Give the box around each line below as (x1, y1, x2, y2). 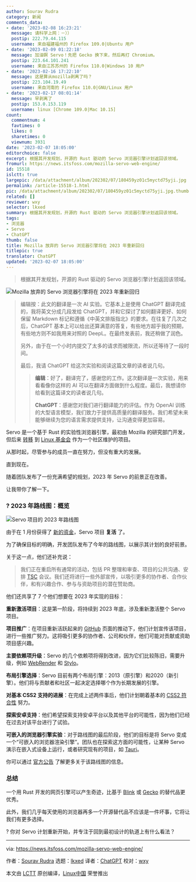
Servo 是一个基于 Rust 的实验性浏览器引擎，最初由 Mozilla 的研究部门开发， (6, 428, 188, 435)
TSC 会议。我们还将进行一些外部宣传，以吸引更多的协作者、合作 (27, 573, 182, 580)
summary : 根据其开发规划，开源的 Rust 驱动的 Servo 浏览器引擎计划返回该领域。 (6, 210, 181, 216)
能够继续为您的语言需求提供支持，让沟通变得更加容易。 (34, 416, 168, 423)
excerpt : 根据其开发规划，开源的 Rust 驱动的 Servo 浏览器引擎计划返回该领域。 (6, 156, 181, 162)
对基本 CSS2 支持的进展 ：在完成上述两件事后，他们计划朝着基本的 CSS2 (6, 692, 180, 699)
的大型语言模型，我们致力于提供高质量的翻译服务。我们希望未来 (34, 409, 188, 416)
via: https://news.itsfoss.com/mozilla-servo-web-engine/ (6, 845, 143, 852)
